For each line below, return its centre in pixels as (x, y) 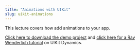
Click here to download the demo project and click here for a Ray (70, 37)
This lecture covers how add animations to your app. (58, 28)
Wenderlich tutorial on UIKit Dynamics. (44, 42)
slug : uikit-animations (29, 14)
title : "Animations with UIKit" (38, 9)
